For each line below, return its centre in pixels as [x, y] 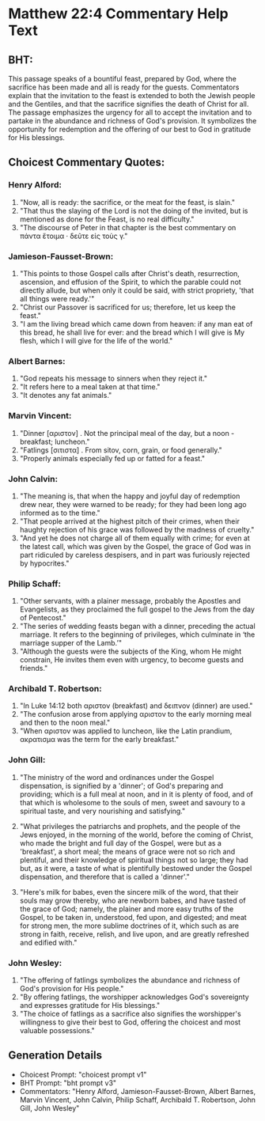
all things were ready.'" [57, 298]
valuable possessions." [57, 1031]
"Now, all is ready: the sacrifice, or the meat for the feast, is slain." [127, 202]
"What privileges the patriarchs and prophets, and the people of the [130, 826]
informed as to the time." [60, 513]
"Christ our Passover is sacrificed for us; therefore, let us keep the [127, 307]
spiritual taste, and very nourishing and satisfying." [102, 811]
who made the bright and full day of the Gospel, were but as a [120, 843]
